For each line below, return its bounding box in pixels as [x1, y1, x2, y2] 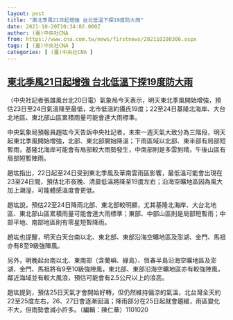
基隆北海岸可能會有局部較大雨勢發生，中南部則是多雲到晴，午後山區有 [25, 145, 226, 153]
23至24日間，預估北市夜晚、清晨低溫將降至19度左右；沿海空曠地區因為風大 [7, 177, 223, 186]
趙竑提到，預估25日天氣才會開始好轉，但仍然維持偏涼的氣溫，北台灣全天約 [7, 288, 221, 296]
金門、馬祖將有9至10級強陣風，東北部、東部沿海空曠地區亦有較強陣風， [19, 265, 224, 273]
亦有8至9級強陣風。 [7, 241, 64, 249]
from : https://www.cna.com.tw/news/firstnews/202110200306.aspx [7, 36, 197, 43]
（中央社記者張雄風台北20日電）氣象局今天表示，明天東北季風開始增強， [7, 96, 216, 104]
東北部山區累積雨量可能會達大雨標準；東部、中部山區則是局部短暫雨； [19, 209, 220, 217]
